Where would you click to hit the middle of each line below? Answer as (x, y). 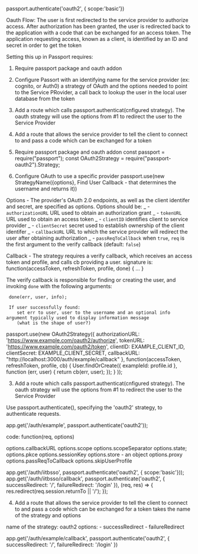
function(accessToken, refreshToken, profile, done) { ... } (75, 268)
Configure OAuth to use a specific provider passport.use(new (90, 176)
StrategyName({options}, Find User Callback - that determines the (95, 182)
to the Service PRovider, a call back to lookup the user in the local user (101, 92)
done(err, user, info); (38, 297)
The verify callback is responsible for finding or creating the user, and (91, 280)
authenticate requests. (33, 414)
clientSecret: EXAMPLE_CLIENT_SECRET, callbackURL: (73, 353)
